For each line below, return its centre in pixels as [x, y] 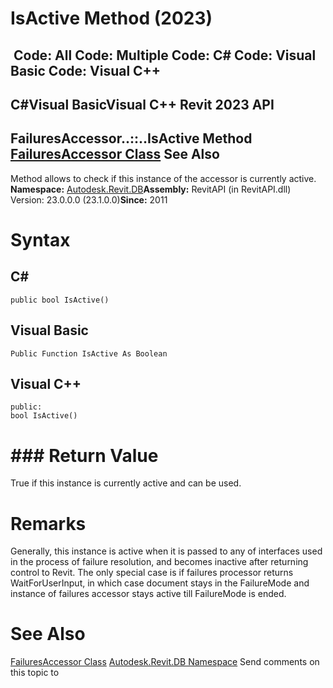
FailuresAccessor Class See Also [115, 154]
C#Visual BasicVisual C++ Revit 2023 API [142, 104]
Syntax [40, 239]
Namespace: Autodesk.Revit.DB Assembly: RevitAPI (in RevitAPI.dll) [151, 189]
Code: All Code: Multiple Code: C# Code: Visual [165, 55]
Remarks [48, 523]
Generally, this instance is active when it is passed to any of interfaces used [166, 551]
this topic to [35, 673]
